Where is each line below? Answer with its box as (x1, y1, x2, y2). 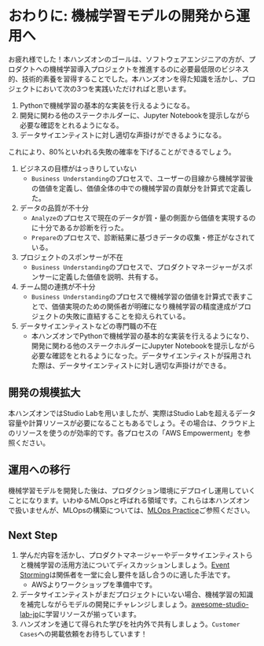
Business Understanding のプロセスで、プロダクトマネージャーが (31, 262, 240, 272)
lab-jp (19, 610, 39, 619)
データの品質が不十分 (19, 202, 89, 213)
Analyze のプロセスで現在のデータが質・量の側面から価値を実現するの (31, 213, 256, 222)
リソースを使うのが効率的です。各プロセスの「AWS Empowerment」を (14, 428, 244, 437)
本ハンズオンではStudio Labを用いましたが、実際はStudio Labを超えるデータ (8, 408, 256, 418)
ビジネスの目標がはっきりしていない (19, 163, 137, 173)
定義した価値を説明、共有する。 (58, 272, 163, 281)
